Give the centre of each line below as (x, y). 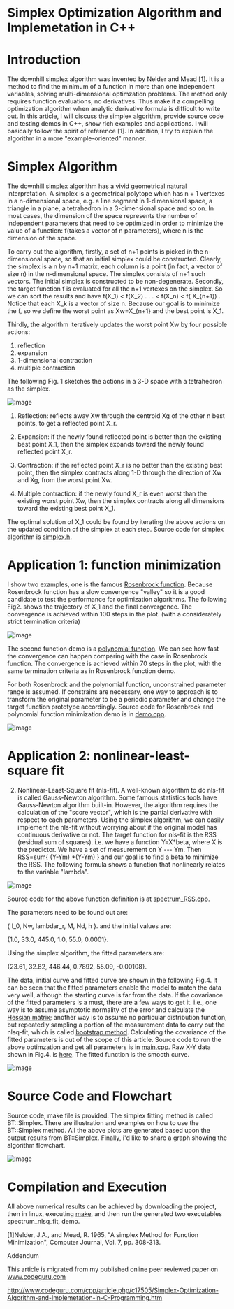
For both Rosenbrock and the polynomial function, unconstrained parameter (117, 684)
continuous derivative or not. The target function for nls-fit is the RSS (117, 834)
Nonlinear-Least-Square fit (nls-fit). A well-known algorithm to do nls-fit (121, 790)
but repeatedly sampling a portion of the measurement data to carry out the (116, 1025)
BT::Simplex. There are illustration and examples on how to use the (103, 1122)
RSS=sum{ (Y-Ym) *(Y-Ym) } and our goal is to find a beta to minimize (118, 857)
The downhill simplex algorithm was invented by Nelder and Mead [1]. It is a (116, 79)
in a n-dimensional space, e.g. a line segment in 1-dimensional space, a (110, 201)
